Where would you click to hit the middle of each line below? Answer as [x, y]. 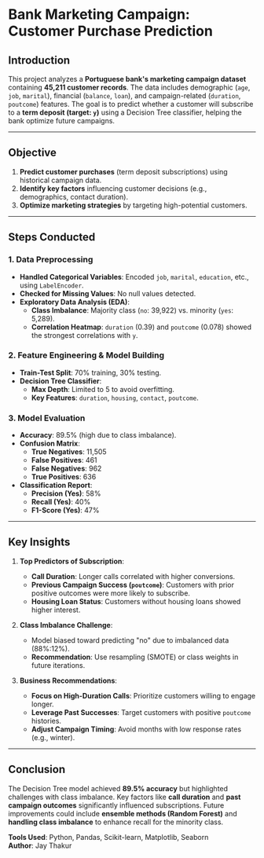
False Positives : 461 [64, 460]
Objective [33, 153]
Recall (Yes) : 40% [61, 502]
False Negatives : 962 [66, 468]
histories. [46, 720]
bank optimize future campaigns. [62, 121]
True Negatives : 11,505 [69, 452]
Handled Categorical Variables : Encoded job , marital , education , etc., [134, 277]
